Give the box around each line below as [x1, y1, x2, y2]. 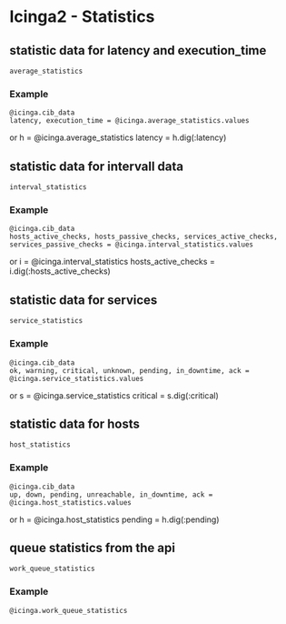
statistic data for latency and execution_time [9, 43, 267, 58]
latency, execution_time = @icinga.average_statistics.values [9, 116, 250, 126]
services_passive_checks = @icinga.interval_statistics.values [9, 240, 254, 249]
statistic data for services [9, 292, 158, 307]
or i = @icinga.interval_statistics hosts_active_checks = [9, 257, 215, 267]
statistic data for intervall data [9, 158, 184, 174]
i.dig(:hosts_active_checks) [9, 266, 111, 277]
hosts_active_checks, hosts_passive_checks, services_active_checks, [9, 232, 279, 242]
